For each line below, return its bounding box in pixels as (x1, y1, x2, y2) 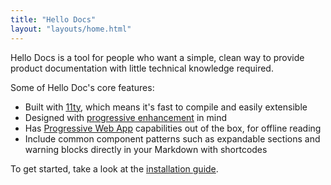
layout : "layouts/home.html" (10, 24, 132, 34)
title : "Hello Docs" (10, 14, 97, 25)
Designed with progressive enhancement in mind (24, 111, 227, 123)
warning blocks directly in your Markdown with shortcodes (24, 143, 268, 155)
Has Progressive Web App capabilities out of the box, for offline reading (24, 122, 322, 134)
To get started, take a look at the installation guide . (10, 162, 219, 175)
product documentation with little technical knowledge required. (10, 62, 274, 74)
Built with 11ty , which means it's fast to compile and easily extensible (24, 101, 308, 113)
